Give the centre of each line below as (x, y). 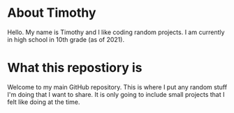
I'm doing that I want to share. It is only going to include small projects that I (116, 94)
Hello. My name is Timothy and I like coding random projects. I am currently (116, 32)
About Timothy (52, 13)
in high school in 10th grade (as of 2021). (66, 39)
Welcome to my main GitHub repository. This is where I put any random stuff (117, 87)
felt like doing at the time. (44, 102)
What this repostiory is (75, 68)
